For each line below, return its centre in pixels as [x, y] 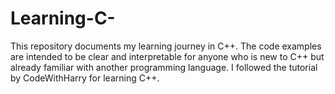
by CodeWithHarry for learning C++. [85, 78]
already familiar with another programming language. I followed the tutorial [164, 67]
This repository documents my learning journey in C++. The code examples [166, 46]
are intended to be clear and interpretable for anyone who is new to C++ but [167, 56]
